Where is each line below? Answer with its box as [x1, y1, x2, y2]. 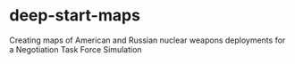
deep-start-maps [9, 5, 141, 26]
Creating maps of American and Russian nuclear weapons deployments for [9, 35, 286, 45]
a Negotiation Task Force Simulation [9, 44, 142, 54]
